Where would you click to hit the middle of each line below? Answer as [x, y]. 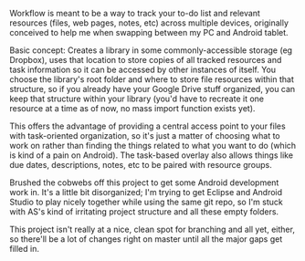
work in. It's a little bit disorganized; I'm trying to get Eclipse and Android [146, 192]
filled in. [24, 249]
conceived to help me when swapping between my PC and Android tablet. [149, 32]
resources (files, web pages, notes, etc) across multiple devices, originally [149, 23]
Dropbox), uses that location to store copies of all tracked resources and [146, 60]
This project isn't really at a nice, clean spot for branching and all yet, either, [152, 229]
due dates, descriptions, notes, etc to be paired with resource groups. [141, 165]
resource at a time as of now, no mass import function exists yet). [132, 108]
